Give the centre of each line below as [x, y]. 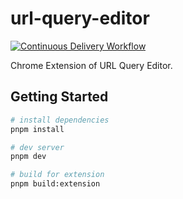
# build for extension [57, 175]
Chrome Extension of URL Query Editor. [91, 65]
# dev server [37, 147]
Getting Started [59, 97]
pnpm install [37, 129]
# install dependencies [60, 120]
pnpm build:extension [55, 184]
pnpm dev [28, 157]
